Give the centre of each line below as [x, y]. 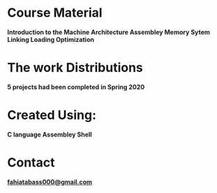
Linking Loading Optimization [51, 39]
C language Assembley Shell [50, 134]
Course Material [55, 13]
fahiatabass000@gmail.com [50, 182]
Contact [31, 162]
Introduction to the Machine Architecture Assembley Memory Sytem [109, 32]
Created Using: [52, 115]
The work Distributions [75, 68]
